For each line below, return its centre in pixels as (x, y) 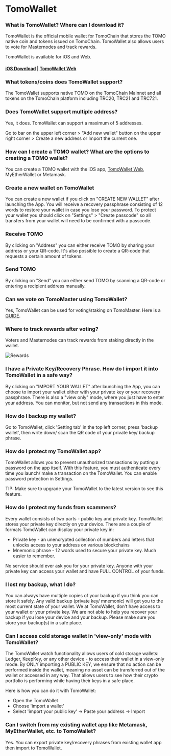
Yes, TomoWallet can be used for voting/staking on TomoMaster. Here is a (83, 310)
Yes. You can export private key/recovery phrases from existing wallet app (83, 742)
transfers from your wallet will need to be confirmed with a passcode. (78, 221)
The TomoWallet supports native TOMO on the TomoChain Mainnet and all (83, 93)
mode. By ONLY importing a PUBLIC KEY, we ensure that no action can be (83, 664)
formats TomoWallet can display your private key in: (60, 529)
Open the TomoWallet (35, 701)
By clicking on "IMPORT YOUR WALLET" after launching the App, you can (83, 386)
